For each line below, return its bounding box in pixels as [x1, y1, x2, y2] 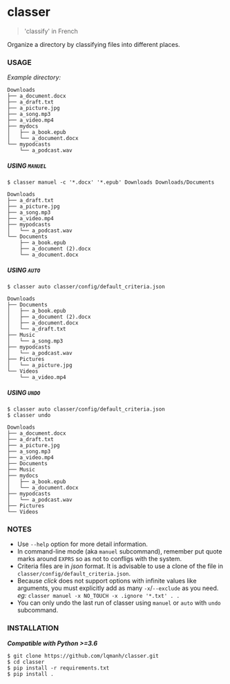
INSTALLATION [7, 623, 59, 633]
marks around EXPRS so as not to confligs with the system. [17, 555, 182, 563]
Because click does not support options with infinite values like [17, 577, 197, 585]
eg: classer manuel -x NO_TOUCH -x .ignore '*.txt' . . [17, 592, 180, 600]
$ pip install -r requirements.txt [7, 664, 110, 672]
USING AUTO [7, 266, 41, 274]
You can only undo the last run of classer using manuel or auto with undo [17, 598, 221, 607]
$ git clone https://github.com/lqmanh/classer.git [7, 652, 159, 659]
